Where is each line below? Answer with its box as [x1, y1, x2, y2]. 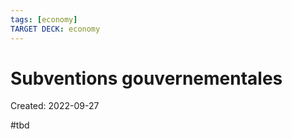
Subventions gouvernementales [10, 67, 283, 90]
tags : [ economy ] [10, 14, 78, 25]
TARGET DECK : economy [10, 24, 101, 34]
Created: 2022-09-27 [10, 100, 100, 112]
